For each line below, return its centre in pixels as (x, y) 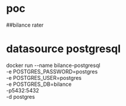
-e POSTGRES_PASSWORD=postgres (52, 71)
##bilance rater (25, 25)
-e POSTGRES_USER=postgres (44, 78)
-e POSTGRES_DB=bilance (39, 84)
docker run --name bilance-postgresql (53, 65)
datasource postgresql (63, 49)
